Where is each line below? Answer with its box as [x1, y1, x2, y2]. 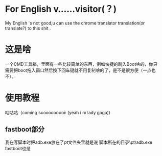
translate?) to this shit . [5, 25, 51, 31]
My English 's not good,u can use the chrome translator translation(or [5, 20, 145, 26]
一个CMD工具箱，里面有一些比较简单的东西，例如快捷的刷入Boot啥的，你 [5, 61, 153, 67]
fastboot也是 [5, 145, 31, 151]
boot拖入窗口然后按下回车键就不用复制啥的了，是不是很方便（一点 [18, 67, 152, 73]
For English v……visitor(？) [5, 3, 117, 15]
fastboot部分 [5, 125, 45, 134]
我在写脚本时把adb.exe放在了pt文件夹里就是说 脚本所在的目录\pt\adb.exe [5, 139, 153, 145]
